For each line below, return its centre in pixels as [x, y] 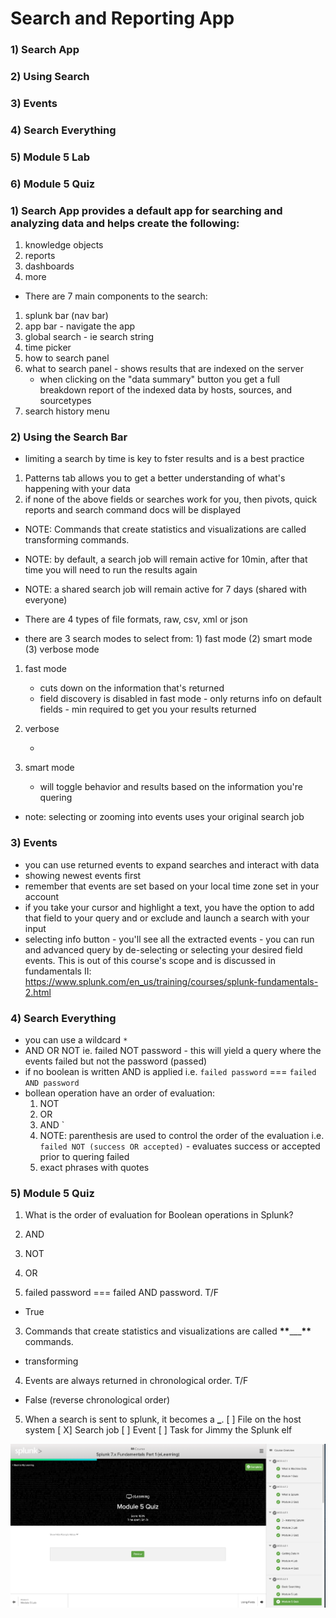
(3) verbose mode [62, 649]
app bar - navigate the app [80, 326]
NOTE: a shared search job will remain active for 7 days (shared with [165, 589]
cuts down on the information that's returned [132, 688]
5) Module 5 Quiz [52, 1193]
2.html [38, 992]
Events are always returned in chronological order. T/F [136, 1381]
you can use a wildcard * [76, 1039]
